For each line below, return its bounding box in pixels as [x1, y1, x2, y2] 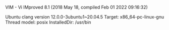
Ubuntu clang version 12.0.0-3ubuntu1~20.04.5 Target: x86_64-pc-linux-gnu [5, 14, 164, 19]
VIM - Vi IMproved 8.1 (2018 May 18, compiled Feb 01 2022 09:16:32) [5, 4, 148, 10]
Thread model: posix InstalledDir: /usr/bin [5, 19, 92, 25]
